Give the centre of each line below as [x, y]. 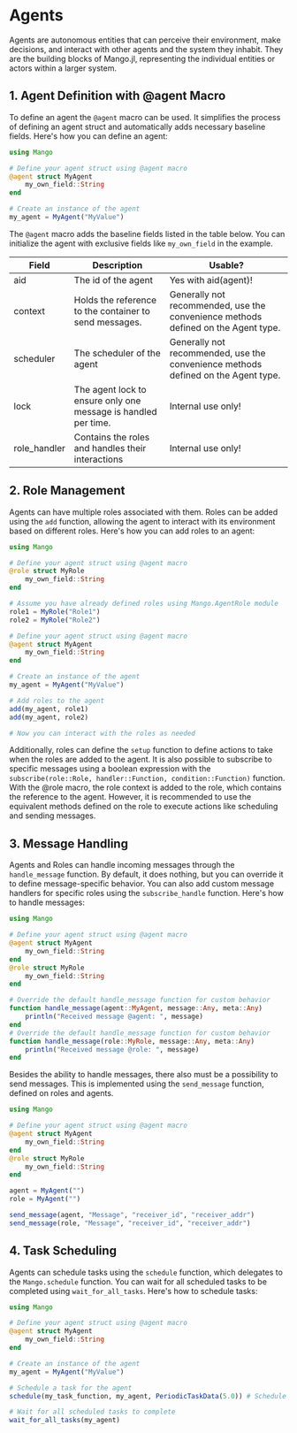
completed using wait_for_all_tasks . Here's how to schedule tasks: [133, 1291]
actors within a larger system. [63, 68]
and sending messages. [53, 816]
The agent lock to [110, 389]
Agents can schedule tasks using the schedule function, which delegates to [146, 1272]
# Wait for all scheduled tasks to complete [92, 1412]
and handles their [110, 448]
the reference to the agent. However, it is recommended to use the [130, 797]
